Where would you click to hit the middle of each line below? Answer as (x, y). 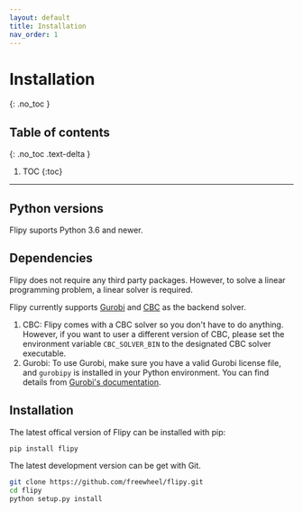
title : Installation (48, 26)
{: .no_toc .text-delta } (50, 154)
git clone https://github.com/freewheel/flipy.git (106, 482)
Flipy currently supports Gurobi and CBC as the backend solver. (128, 306)
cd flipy (26, 491)
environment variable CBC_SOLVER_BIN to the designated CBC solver (147, 343)
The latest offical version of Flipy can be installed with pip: (118, 432)
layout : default (40, 18)
